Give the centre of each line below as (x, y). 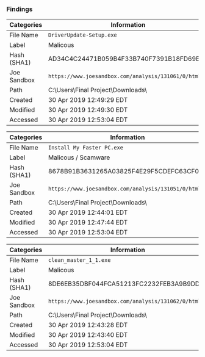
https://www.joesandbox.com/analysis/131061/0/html (124, 76)
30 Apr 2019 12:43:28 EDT (88, 325)
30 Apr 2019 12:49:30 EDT (88, 110)
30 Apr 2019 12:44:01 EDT (88, 212)
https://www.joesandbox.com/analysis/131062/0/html (124, 301)
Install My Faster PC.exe (86, 148)
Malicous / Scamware (79, 157)
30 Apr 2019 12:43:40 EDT (88, 335)
